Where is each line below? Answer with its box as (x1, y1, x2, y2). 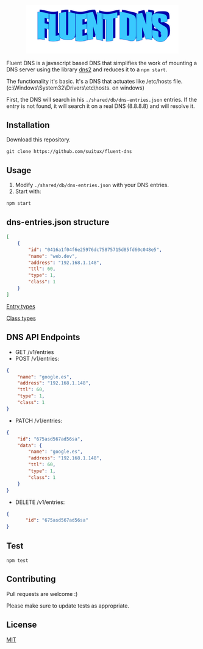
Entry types (6, 302, 35, 310)
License (6, 620, 37, 630)
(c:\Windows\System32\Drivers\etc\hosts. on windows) (6, 84, 145, 91)
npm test (6, 557, 29, 564)
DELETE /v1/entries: (15, 498, 65, 506)
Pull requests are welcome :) (6, 590, 78, 597)
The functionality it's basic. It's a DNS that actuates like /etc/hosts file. (6, 77, 183, 85)
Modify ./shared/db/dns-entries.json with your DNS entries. (15, 182, 169, 189)
